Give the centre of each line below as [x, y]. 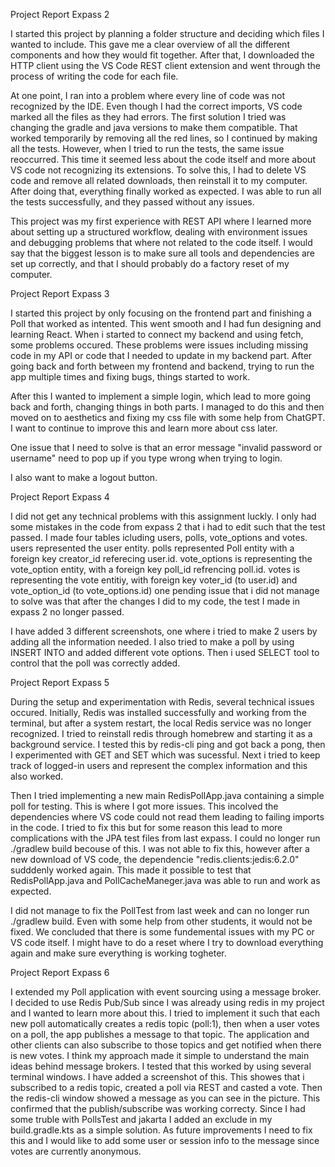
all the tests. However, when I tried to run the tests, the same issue [147, 148]
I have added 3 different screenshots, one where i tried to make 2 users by [164, 631]
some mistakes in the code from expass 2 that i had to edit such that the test [168, 527]
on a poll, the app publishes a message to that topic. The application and [160, 1034]
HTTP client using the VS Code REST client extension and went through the [166, 65]
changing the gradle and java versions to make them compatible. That [154, 127]
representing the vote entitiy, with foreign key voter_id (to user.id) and [154, 580]
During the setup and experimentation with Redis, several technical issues [162, 702]
